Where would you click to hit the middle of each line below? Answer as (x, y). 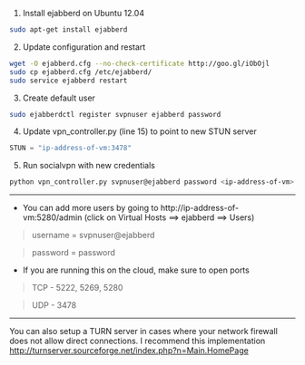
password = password (74, 253)
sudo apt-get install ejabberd (69, 30)
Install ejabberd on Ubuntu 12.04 (84, 13)
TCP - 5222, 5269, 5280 (77, 288)
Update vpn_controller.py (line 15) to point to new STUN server (139, 131)
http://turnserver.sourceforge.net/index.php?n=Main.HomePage (129, 351)
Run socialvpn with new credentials (89, 166)
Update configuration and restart (84, 47)
